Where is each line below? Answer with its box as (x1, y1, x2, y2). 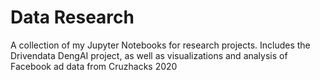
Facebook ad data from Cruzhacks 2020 (10, 60, 178, 72)
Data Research (10, 6, 135, 29)
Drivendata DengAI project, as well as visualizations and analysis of (10, 49, 288, 61)
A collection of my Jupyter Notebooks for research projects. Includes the (10, 39, 311, 51)
